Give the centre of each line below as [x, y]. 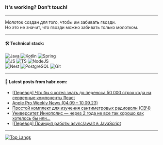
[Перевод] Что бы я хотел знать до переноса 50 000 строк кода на [81, 92]
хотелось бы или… [31, 118]
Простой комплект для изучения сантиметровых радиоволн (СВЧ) [81, 108]
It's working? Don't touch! [36, 7]
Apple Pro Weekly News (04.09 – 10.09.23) [55, 102]
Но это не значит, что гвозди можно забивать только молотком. [72, 28]
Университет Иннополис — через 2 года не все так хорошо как [78, 113]
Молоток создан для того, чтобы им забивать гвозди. [61, 22]
